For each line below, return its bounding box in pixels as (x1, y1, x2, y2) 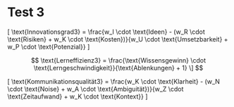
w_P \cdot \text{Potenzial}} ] (7, 42, 90, 51)
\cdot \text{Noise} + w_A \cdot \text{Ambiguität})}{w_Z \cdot (7, 84, 184, 93)
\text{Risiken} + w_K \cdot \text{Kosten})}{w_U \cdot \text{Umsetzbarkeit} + (7, 34, 228, 43)
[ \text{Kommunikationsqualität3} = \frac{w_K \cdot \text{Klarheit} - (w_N (7, 77, 221, 85)
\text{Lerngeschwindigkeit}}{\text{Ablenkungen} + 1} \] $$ (33, 63, 204, 72)
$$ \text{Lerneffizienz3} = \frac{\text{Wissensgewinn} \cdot (30, 56, 207, 64)
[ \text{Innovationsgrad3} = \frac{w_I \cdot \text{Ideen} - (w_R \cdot (7, 27, 206, 36)
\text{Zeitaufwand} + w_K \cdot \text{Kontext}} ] (7, 92, 148, 101)
